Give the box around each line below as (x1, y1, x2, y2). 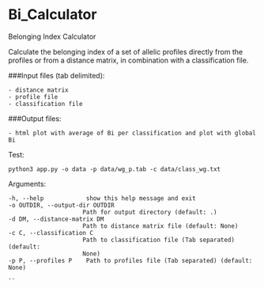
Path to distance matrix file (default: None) (82, 222, 239, 230)
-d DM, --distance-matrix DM (8, 215, 104, 223)
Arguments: (8, 179, 47, 188)
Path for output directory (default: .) (82, 208, 217, 216)
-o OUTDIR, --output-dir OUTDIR (8, 201, 115, 209)
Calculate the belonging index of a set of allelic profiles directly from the (8, 47, 243, 56)
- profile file (8, 93, 58, 100)
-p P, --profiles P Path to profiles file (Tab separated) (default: (8, 256, 253, 264)
